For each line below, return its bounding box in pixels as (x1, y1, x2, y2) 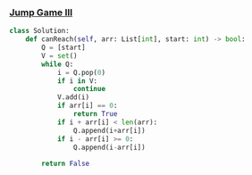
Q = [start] (41, 43, 87, 53)
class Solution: (9, 27, 70, 36)
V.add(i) (56, 93, 90, 102)
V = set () (41, 51, 78, 60)
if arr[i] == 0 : (56, 101, 118, 111)
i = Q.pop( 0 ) (56, 68, 105, 77)
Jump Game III (9, 6, 73, 19)
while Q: (41, 60, 74, 69)
